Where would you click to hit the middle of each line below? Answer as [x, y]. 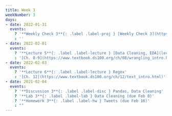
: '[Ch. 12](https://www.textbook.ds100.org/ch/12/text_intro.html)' [90, 77]
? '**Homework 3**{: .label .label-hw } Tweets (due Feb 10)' [82, 101]
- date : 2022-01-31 [26, 24]
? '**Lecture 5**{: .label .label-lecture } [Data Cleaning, [81, 53]
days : [11, 20]
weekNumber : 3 [20, 15]
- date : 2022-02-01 [26, 44]
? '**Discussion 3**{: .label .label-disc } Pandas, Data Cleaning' [89, 91]
